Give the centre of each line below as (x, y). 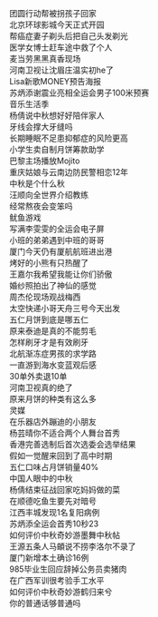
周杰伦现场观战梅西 (45, 297)
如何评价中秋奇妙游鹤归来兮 (61, 592)
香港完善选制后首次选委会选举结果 (73, 444)
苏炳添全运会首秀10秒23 (54, 524)
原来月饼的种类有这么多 (53, 399)
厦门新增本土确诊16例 (49, 558)
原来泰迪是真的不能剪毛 (53, 331)
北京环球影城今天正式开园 (57, 24)
